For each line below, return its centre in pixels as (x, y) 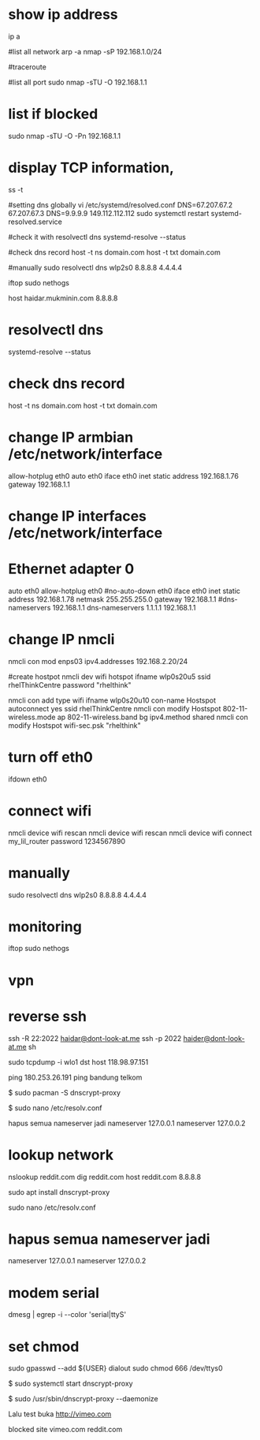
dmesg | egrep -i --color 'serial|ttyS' (67, 1315)
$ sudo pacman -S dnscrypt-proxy (64, 1092)
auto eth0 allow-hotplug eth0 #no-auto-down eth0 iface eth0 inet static (124, 591)
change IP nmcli (61, 639)
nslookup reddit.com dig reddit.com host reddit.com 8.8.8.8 (105, 1177)
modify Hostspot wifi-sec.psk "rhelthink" (74, 725)
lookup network (61, 1155)
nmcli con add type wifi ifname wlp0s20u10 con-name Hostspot (112, 700)
